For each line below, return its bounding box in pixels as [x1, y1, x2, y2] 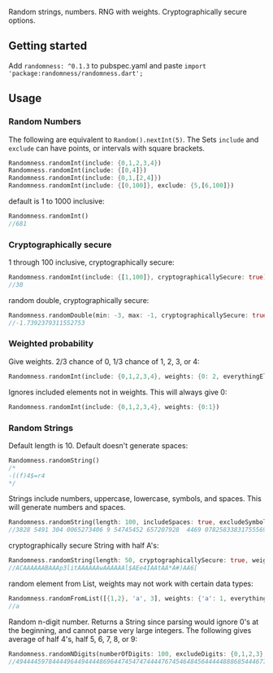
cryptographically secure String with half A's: [8, 541, 159, 551]
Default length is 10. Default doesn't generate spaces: [8, 440, 188, 451]
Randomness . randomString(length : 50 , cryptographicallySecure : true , [8, 556, 249, 565]
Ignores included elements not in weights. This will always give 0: [8, 387, 227, 397]
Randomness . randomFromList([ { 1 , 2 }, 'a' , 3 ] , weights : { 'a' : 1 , [8, 594, 227, 602]
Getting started [8, 39, 88, 53]
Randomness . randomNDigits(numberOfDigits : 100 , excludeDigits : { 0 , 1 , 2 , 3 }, [8, 649, 267, 658]
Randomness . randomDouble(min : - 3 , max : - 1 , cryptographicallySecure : [8, 311, 249, 319]
